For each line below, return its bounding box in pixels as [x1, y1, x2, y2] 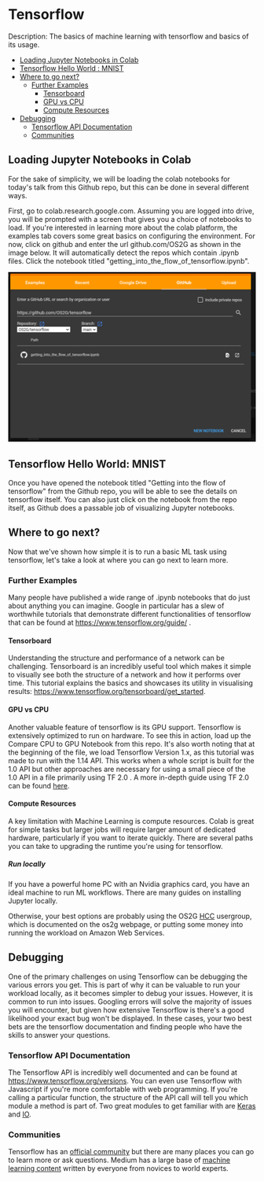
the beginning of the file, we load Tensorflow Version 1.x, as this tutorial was [8, 747, 255, 757]
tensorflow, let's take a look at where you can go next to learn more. [8, 555, 229, 564]
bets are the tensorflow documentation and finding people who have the [8, 1021, 242, 1032]
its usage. [8, 39, 40, 49]
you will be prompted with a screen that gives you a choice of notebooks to [8, 214, 252, 223]
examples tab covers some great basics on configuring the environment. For [8, 231, 255, 241]
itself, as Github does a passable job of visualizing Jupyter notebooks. [8, 504, 235, 513]
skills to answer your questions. [8, 1030, 111, 1039]
